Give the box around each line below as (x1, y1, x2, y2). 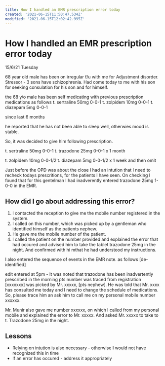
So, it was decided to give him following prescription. (5, 139, 113, 145)
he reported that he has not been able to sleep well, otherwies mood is (5, 124, 149, 130)
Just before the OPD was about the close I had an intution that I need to (5, 167, 151, 173)
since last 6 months (5, 114, 45, 120)
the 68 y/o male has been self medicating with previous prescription (5, 94, 144, 100)
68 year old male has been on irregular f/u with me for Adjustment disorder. (5, 74, 159, 80)
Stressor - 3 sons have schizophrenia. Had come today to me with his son (5, 79, 156, 85)
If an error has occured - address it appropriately (12, 355, 112, 361)
